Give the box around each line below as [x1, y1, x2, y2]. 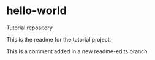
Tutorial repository [6, 24, 53, 31]
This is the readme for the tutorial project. [6, 36, 112, 43]
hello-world [6, 4, 67, 18]
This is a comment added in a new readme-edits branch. [6, 47, 149, 55]
